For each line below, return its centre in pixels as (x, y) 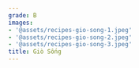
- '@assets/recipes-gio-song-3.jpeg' (70, 45)
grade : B (23, 15)
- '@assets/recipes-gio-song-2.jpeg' (70, 37)
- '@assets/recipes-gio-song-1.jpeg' (70, 30)
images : (21, 23)
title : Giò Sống (35, 52)
